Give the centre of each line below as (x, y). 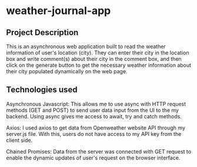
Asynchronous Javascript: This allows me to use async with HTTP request (96, 104)
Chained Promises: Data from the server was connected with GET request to (99, 151)
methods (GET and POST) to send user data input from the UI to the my (93, 110)
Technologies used (42, 90)
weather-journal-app (59, 11)
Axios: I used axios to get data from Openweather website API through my (96, 128)
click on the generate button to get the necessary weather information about (99, 65)
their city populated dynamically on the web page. (67, 71)
